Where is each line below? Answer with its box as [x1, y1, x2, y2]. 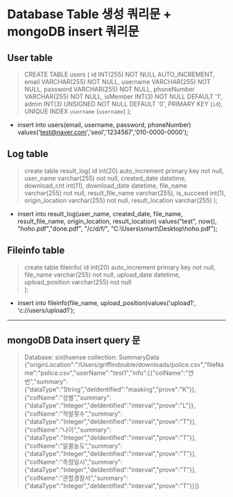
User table [7, 51, 53, 63]
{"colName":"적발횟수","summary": [24, 409, 123, 418]
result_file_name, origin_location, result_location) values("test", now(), [17, 217, 217, 225]
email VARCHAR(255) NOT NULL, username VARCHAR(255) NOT [24, 78, 212, 85]
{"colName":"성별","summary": [24, 393, 112, 402]
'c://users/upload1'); [17, 306, 75, 314]
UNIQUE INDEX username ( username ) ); [24, 107, 132, 115]
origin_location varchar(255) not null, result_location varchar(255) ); [24, 196, 218, 204]
